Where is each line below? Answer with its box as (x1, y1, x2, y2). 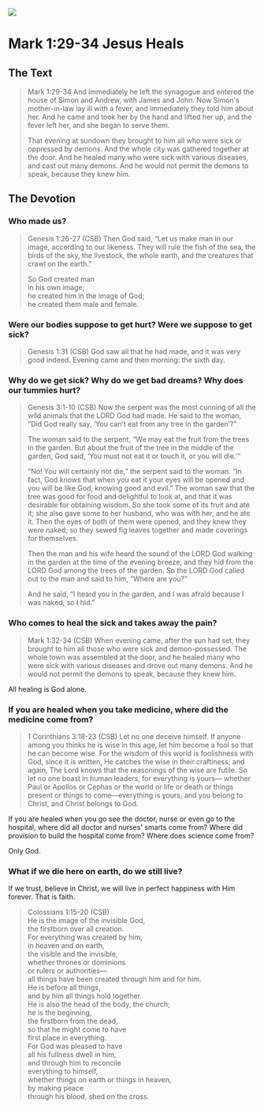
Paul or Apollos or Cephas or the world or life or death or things (27, 782, 234, 791)
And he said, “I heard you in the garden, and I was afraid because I (27, 589, 244, 599)
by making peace (27, 1084, 84, 1093)
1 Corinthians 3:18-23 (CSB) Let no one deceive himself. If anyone (27, 731, 241, 741)
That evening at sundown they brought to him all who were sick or (27, 136, 243, 145)
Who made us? (8, 216, 67, 227)
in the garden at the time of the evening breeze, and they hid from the (27, 558, 254, 567)
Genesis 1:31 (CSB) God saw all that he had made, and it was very (27, 346, 241, 356)
